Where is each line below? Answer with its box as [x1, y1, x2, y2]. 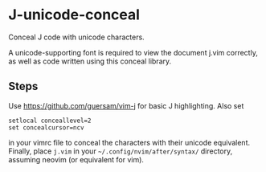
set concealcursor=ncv [8, 123, 84, 132]
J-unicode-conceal [8, 6, 141, 24]
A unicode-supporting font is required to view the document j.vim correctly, [8, 47, 259, 57]
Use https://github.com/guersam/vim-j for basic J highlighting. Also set [8, 100, 244, 110]
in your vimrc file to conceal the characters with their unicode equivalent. [8, 137, 251, 147]
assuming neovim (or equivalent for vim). [8, 154, 145, 164]
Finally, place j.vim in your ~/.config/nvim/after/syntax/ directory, [8, 146, 233, 156]
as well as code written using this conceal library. [8, 56, 172, 66]
